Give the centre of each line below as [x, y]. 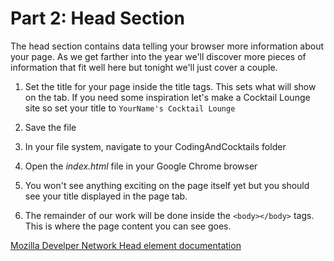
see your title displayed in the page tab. [106, 196]
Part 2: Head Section [97, 18]
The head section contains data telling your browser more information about [167, 46]
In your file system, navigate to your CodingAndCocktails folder [155, 146]
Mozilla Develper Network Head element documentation [126, 245]
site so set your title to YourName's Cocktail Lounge [130, 108]
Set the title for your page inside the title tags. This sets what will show [170, 86]
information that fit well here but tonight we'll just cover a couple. [144, 67]
